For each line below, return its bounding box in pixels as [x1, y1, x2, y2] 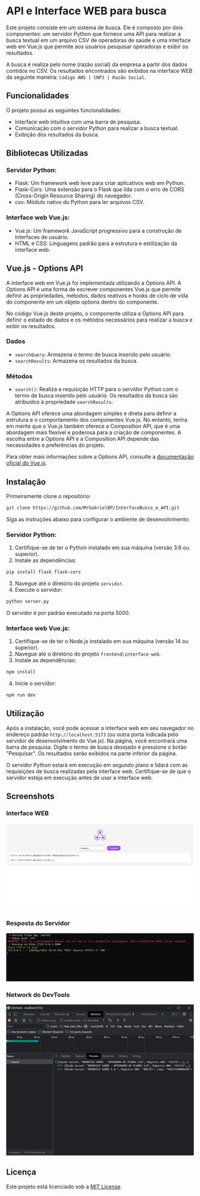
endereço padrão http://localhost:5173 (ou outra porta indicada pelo [6, 731, 179, 738]
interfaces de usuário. [14, 233, 69, 240]
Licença [6, 1167, 37, 1178]
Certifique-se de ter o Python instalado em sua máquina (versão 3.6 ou [14, 544, 189, 551]
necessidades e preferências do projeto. [6, 441, 105, 449]
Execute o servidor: [14, 586, 63, 593]
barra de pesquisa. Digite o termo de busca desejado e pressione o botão [6, 743, 187, 750]
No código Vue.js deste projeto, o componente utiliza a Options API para [6, 310, 184, 317]
